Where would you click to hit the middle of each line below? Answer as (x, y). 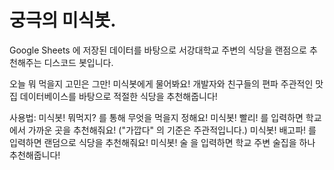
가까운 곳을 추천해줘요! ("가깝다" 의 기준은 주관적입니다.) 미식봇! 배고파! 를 (172, 130)
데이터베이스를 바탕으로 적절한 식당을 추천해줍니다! (118, 96)
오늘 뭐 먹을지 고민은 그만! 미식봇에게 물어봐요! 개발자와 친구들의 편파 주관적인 (161, 83)
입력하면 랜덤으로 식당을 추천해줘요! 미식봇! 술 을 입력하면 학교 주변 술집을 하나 (162, 142)
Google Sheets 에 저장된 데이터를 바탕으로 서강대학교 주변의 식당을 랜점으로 (158, 50)
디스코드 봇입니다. (78, 62)
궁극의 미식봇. (63, 20)
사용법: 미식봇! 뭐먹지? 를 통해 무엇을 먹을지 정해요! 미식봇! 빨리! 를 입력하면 (156, 117)
